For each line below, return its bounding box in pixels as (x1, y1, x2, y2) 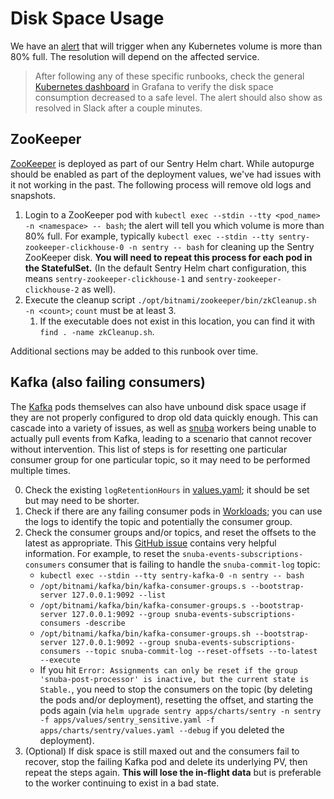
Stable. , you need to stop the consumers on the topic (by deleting (39, 683, 313, 695)
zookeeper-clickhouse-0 (24, 242, 125, 252)
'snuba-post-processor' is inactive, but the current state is (39, 674, 310, 684)
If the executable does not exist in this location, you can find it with (39, 315, 315, 327)
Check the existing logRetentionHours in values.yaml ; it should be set (24, 483, 310, 496)
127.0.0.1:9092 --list (71, 590, 167, 600)
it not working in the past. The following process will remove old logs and (10, 178, 312, 191)
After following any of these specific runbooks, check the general (34, 70, 305, 82)
